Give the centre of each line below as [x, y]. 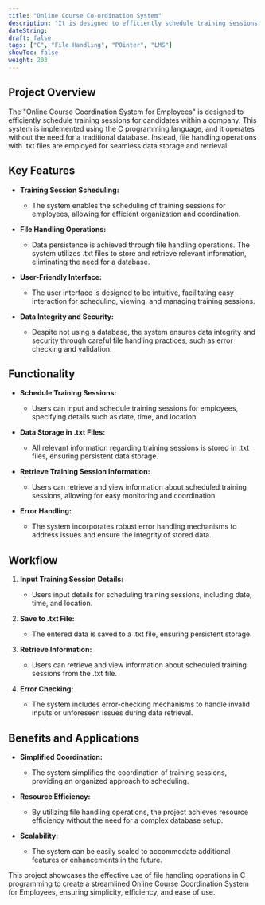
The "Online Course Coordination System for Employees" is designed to [126, 112]
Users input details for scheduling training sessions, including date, [142, 595]
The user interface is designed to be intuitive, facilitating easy [133, 293]
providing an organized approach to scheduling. [110, 781]
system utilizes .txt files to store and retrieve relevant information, [139, 253]
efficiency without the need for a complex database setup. [127, 820]
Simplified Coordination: [61, 757]
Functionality [42, 374]
